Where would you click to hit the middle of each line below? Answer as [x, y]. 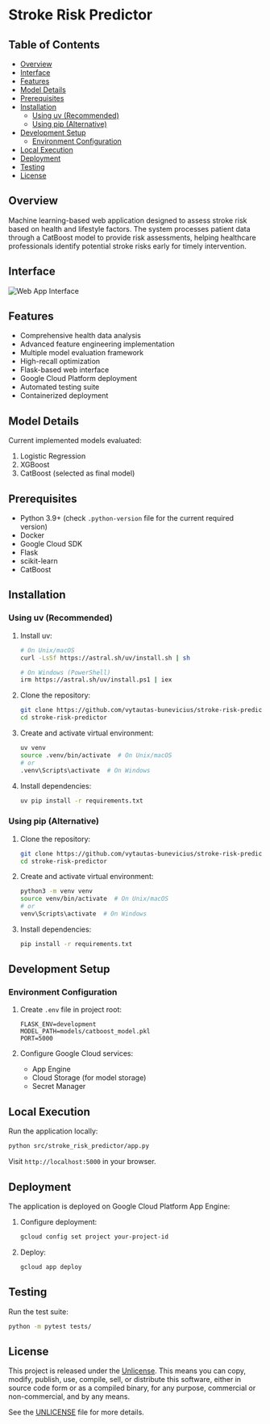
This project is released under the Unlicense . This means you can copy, [127, 1371]
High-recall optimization [60, 362]
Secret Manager [59, 1087]
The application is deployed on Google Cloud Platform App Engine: [119, 1206]
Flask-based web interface [64, 370]
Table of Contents [54, 45]
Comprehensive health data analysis [80, 336]
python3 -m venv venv [56, 891]
